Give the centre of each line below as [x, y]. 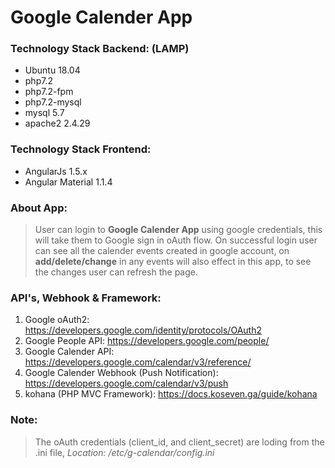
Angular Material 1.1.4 [68, 182]
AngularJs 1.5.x [56, 171]
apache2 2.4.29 [57, 123]
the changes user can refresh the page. [116, 272]
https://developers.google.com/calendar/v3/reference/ [138, 362]
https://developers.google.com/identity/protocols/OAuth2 [143, 330]
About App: [39, 208]
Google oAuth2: [57, 320]
